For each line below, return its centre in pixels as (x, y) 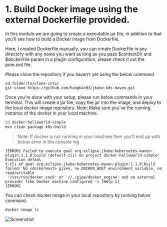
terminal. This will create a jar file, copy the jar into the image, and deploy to (83, 102)
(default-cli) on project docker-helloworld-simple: (104, 155)
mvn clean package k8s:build (35, 127)
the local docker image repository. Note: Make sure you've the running (78, 107)
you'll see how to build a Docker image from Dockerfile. (62, 39)
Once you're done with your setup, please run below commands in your (79, 97)
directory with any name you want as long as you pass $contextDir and (78, 54)
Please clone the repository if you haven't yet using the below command (79, 74)
